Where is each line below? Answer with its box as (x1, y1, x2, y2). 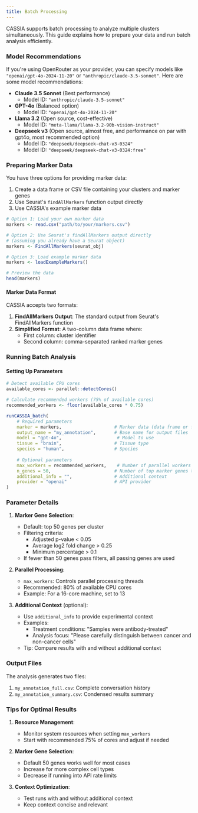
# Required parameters (16, 418, 72, 425)
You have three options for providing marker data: (6, 174, 127, 182)
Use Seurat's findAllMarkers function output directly (14, 199, 143, 206)
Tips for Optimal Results (6, 705, 77, 713)
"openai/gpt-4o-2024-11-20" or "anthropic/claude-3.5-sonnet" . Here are (6, 72, 184, 79)
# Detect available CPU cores (6, 381, 81, 387)
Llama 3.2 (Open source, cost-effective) (14, 115, 113, 122)
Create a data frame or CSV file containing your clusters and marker (14, 186, 180, 193)
